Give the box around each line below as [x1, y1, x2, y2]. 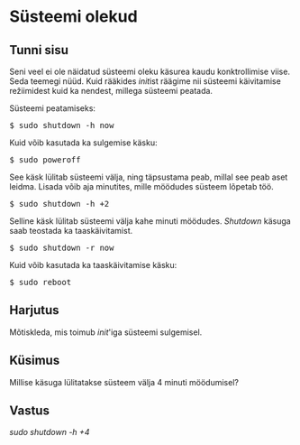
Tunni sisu [9, 42, 69, 58]
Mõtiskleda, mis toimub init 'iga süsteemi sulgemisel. [9, 327, 203, 338]
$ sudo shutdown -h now [9, 120, 114, 130]
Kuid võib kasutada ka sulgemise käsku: [9, 137, 158, 148]
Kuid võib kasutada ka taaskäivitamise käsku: [9, 260, 177, 270]
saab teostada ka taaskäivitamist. [9, 226, 133, 236]
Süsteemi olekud [9, 6, 138, 27]
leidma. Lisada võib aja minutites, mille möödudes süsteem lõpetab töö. [9, 181, 274, 191]
